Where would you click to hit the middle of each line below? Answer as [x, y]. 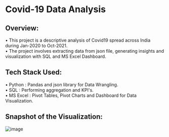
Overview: [22, 28]
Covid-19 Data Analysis [56, 9]
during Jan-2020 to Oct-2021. [36, 46]
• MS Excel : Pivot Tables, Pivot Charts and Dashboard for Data [71, 95]
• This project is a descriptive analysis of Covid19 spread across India [78, 40]
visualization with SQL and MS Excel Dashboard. [56, 56]
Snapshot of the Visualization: [54, 117]
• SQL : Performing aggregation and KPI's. [49, 90]
